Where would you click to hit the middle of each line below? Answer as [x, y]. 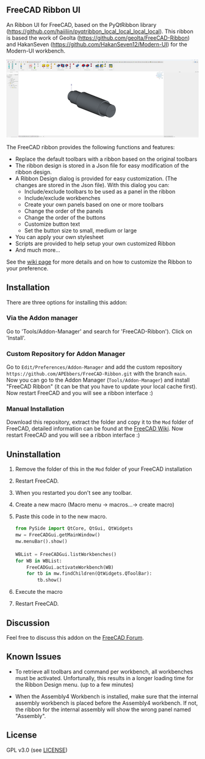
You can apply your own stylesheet [59, 237]
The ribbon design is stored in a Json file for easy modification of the [102, 165]
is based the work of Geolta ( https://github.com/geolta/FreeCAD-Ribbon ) [98, 38]
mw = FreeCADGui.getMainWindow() [58, 535]
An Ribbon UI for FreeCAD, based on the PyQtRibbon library [81, 24]
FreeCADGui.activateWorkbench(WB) [70, 567]
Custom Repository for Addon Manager [66, 354]
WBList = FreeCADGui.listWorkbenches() [66, 554]
